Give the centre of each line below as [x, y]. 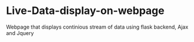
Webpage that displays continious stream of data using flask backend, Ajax [97, 27]
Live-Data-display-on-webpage [85, 11]
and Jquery [20, 33]
